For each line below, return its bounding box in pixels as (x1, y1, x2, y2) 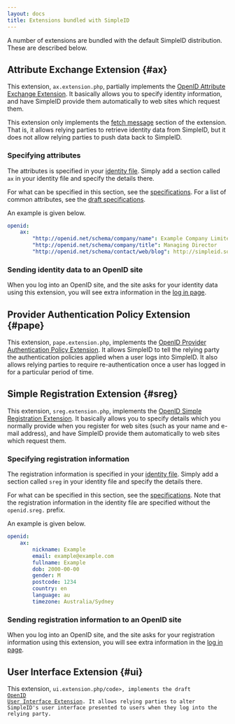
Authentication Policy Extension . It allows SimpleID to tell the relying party (7, 346, 220, 354)
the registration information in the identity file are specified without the (7, 498, 211, 507)
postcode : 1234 (32, 579, 77, 586)
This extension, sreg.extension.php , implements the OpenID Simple (7, 407, 202, 415)
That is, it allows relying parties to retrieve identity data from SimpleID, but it (7, 125, 226, 134)
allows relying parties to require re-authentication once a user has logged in (7, 360, 226, 369)
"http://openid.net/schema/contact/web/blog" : (32, 248, 171, 256)
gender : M (32, 572, 61, 579)
